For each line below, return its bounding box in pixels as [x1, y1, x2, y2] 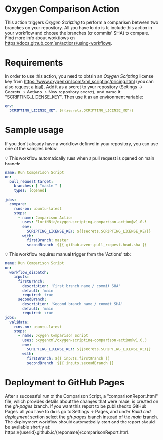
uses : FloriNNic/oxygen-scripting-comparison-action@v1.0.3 [22, 220, 147, 225]
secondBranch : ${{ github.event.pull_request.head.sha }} [26, 242, 147, 247]
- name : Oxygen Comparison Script [18, 333, 89, 338]
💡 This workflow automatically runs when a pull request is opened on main [5, 155, 155, 161]
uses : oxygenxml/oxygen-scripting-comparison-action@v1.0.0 [22, 338, 147, 343]
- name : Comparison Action [18, 215, 73, 220]
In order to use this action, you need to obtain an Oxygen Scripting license [5, 73, 154, 79]
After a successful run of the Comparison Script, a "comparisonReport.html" [5, 393, 158, 399]
